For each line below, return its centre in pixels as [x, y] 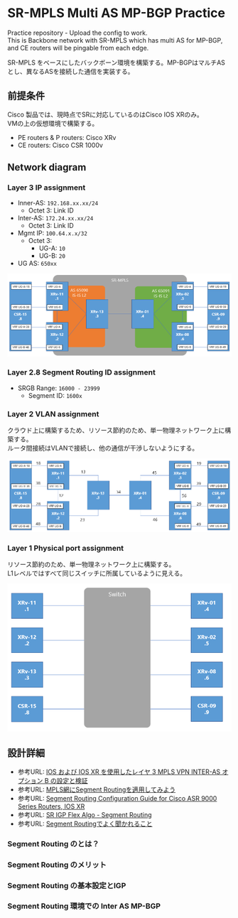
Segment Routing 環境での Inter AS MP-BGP [84, 906]
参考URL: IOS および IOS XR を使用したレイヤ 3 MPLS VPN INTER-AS [119, 772]
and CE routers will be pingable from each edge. [78, 48]
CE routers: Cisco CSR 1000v [60, 145]
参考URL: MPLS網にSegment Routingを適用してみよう [97, 789]
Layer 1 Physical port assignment [66, 548]
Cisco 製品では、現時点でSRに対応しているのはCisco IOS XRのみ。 [106, 114]
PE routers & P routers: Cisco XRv [67, 137]
